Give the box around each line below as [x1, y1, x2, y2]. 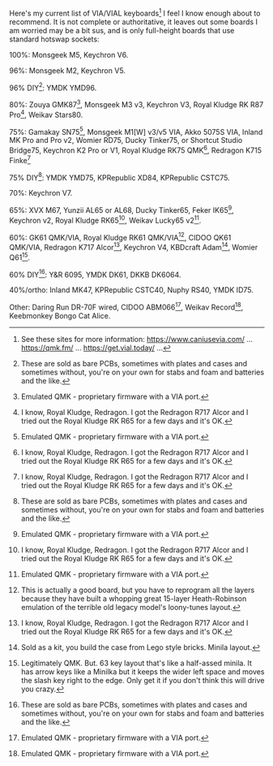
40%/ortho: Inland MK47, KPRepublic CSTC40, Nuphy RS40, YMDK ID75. [9, 285, 254, 295]
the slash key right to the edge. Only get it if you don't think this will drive [20, 675, 265, 685]
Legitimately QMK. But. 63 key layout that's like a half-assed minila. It [20, 658, 252, 668]
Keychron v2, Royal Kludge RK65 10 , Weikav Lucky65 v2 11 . [9, 214, 202, 225]
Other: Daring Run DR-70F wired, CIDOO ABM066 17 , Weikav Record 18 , [9, 301, 244, 312]
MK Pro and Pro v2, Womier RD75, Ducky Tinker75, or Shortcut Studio [9, 136, 243, 145]
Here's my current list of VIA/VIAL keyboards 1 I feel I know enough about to [9, 7, 261, 18]
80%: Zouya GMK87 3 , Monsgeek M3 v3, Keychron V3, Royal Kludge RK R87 [9, 98, 264, 109]
